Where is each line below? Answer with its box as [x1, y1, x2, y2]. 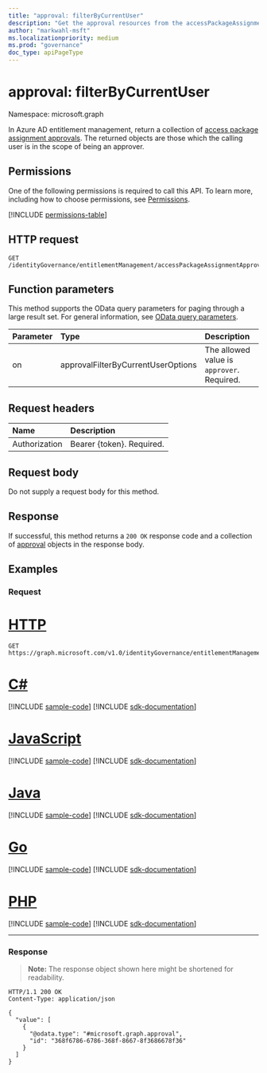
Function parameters [8, 282, 114, 296]
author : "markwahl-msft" [8, 26, 91, 34]
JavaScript [8, 730, 82, 748]
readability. [27, 973, 65, 982]
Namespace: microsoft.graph [8, 109, 104, 119]
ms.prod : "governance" [8, 41, 83, 49]
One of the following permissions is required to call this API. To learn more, [8, 186, 253, 195]
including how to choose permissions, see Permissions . [8, 194, 191, 204]
